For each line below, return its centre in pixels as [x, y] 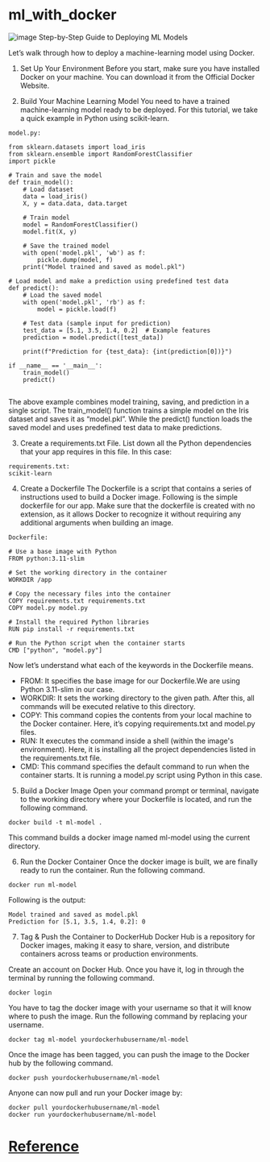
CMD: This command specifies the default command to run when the [135, 766]
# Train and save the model [56, 175]
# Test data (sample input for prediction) [97, 323]
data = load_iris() [56, 196]
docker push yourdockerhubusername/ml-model [84, 1077]
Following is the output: [47, 899]
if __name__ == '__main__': [56, 365]
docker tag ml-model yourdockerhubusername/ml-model [99, 1040]
